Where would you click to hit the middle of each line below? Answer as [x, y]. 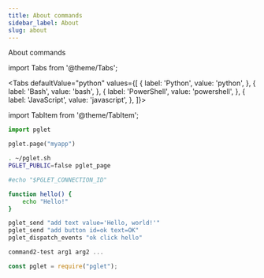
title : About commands [45, 15]
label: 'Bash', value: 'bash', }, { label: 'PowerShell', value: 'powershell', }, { [127, 92]
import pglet [30, 130]
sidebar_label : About [44, 23]
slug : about [28, 30]
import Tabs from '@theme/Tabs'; [63, 68]
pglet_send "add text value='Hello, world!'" [84, 223]
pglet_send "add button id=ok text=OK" [74, 231]
